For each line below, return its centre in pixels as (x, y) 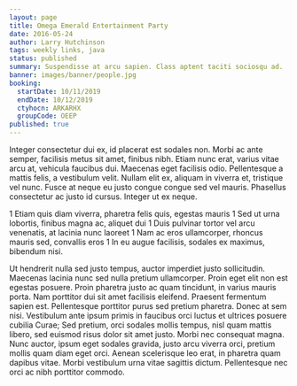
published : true (39, 125)
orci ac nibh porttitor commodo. (67, 372)
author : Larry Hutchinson (57, 42)
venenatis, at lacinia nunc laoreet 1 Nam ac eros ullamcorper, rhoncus (136, 232)
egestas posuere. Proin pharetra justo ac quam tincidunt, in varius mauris (143, 287)
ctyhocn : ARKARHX (49, 108)
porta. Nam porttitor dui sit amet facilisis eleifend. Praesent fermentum (138, 297)
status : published (43, 58)
